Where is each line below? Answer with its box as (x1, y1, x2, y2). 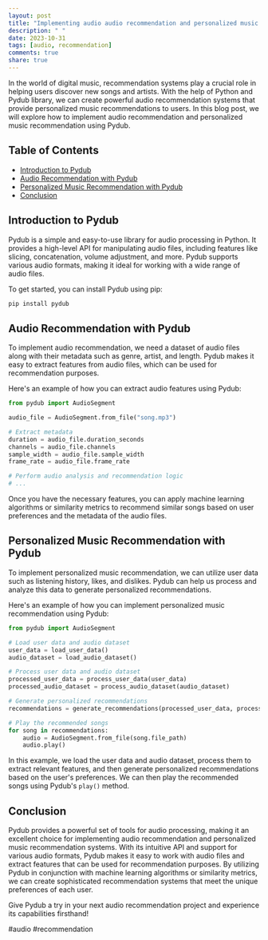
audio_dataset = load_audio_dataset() (8, 653, 137, 661)
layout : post (8, 11, 52, 20)
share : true (8, 57, 48, 65)
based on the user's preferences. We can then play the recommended (8, 772, 239, 783)
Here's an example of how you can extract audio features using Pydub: (8, 384, 242, 394)
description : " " (8, 26, 66, 34)
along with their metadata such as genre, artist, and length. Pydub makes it (8, 351, 254, 361)
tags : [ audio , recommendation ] (8, 42, 112, 50)
